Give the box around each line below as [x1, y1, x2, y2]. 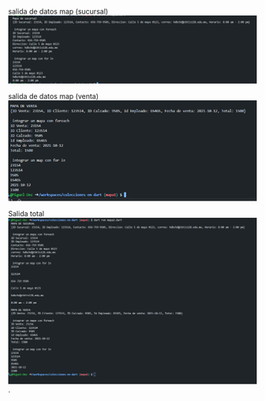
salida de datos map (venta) [8, 91, 99, 101]
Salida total [8, 208, 45, 218]
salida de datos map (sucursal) [8, 7, 109, 16]
